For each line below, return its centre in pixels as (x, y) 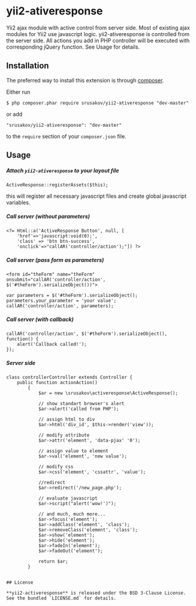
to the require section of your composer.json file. (67, 136)
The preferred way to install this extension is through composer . (85, 80)
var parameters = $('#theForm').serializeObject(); (72, 296)
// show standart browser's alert (81, 403)
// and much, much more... (72, 514)
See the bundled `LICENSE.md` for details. (61, 598)
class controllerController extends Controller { (70, 377)
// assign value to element (73, 451)
